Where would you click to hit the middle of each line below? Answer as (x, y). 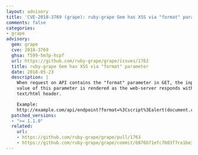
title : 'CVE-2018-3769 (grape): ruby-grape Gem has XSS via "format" (93, 17)
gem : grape (25, 45)
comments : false (26, 22)
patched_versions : (34, 116)
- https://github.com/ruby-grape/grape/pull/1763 (79, 137)
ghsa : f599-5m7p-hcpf (38, 55)
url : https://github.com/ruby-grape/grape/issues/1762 (80, 61)
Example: (27, 104)
